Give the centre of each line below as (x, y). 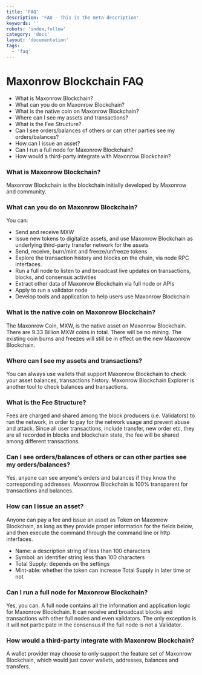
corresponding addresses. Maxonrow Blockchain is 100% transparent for (97, 484)
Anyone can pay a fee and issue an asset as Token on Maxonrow (87, 520)
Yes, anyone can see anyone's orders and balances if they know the (91, 478)
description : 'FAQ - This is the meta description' (73, 18)
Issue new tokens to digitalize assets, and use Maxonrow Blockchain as (104, 239)
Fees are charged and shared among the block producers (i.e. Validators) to (101, 415)
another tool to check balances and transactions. (67, 386)
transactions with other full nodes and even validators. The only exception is (101, 619)
